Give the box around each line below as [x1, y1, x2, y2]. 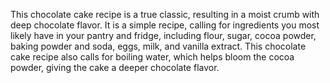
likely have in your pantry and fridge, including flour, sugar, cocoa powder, [10, 30, 317, 41]
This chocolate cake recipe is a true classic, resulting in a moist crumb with [10, 9, 320, 20]
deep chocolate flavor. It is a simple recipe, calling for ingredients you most [10, 19, 320, 31]
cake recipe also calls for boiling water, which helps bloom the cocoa [10, 51, 295, 63]
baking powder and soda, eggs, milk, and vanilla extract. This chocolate [10, 40, 307, 52]
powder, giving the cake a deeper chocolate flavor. [10, 62, 220, 73]
